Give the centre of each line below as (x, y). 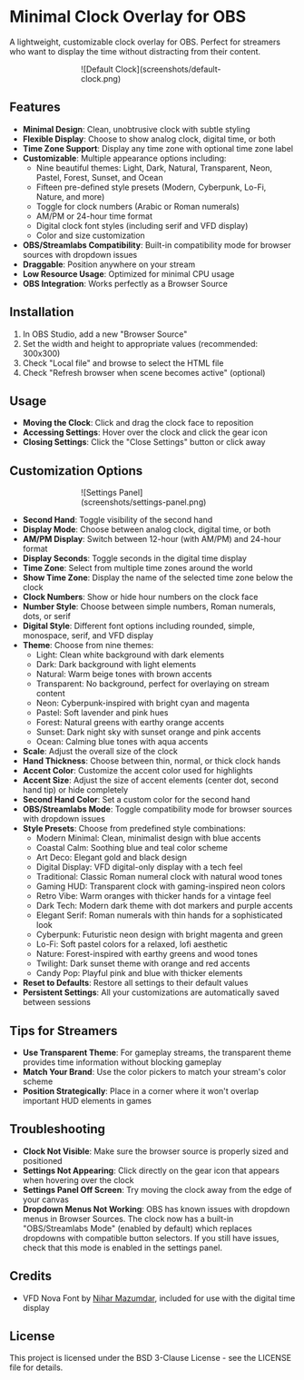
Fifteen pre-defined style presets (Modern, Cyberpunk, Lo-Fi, (151, 187)
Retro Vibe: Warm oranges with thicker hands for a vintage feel (154, 896)
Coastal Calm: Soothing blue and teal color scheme (132, 848)
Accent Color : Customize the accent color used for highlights (137, 771)
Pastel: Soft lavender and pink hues (102, 713)
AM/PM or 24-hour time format (94, 216)
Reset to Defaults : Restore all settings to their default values (135, 983)
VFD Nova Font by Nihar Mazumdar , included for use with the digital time (159, 1298)
